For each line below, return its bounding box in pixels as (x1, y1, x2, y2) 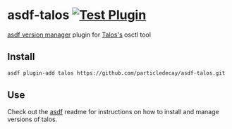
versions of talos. (7, 115, 58, 123)
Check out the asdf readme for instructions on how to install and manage (7, 108, 220, 116)
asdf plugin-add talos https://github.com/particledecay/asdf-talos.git (7, 69, 226, 77)
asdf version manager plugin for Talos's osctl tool (7, 30, 152, 39)
